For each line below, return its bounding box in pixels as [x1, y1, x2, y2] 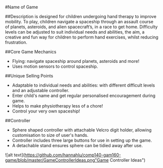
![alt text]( [5, 152, 25, 158]
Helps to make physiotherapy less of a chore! [12, 103, 103, 109]
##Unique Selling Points [5, 73, 54, 78]
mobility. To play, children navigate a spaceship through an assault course [5, 19, 154, 24]
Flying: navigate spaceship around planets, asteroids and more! [12, 58, 140, 64]
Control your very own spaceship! [12, 108, 80, 114]
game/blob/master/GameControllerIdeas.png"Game [5, 157, 109, 163]
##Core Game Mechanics [5, 49, 57, 55]
